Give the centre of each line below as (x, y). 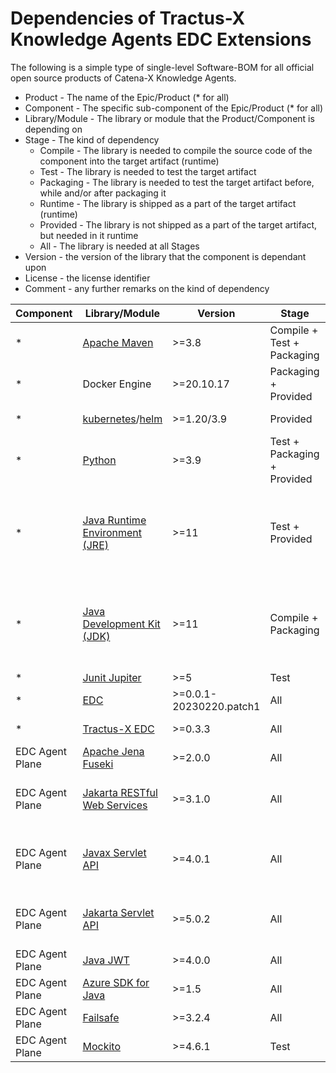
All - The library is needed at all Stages (119, 246)
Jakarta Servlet (118, 912)
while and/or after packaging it (103, 193)
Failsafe (101, 1017)
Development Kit (121, 624)
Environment (112, 532)
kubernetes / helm (122, 419)
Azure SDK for (116, 982)
